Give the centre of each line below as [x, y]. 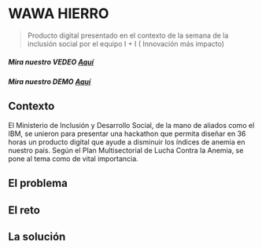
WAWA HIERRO [59, 14]
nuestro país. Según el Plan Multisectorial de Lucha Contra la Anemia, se [126, 150]
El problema [38, 183]
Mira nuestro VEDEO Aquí [51, 62]
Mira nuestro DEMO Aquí [50, 81]
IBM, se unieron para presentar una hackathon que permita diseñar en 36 [127, 134]
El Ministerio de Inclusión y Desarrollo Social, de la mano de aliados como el [131, 125]
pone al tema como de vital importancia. [74, 159]
